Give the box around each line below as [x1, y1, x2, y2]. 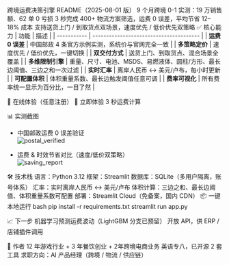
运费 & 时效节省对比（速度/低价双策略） [16, 151, 129, 159]
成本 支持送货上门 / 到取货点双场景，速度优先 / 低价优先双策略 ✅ [21, 23, 202, 31]
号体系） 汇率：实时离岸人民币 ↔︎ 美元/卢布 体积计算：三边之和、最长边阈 [7, 184, 216, 191]
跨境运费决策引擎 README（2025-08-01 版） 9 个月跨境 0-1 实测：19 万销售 [7, 6, 222, 14]
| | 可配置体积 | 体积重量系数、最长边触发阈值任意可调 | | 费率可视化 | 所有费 [7, 75, 220, 82]
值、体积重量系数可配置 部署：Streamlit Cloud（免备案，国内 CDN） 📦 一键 [7, 192, 221, 200]
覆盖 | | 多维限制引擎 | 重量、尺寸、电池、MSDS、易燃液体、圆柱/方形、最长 [7, 58, 221, 65]
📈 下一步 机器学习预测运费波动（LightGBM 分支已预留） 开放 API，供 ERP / [7, 217, 220, 225]
